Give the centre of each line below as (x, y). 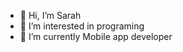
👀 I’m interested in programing (82, 26)
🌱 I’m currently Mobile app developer (96, 36)
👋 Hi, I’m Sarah (50, 15)
